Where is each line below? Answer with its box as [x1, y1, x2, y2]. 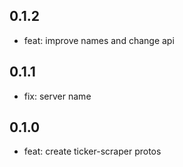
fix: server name [23, 90, 92, 102]
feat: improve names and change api [23, 34, 175, 46]
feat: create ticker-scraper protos [23, 145, 162, 158]
